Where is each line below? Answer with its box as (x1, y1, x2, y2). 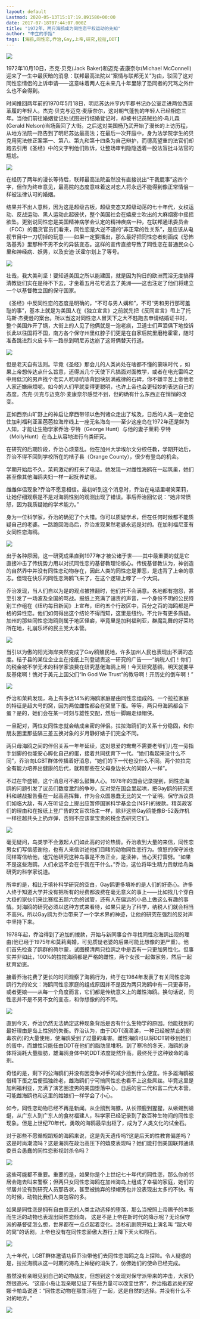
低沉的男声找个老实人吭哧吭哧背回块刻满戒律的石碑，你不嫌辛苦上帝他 (16, 376, 189, 382)
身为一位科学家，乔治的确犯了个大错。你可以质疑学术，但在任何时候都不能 (6, 513, 189, 521)
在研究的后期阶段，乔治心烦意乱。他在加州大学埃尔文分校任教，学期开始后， (6, 445, 194, 453)
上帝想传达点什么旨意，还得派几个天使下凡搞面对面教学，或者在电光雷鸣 (11, 368, 189, 375)
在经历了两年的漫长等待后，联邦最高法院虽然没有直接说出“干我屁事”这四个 (6, 176, 189, 182)
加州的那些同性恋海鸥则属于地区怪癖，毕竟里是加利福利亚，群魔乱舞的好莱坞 (6, 617, 194, 624)
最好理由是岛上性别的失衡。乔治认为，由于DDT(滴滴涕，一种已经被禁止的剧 (6, 1027, 191, 1034)
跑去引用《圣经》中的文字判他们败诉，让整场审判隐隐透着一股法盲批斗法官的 (6, 144, 194, 151)
